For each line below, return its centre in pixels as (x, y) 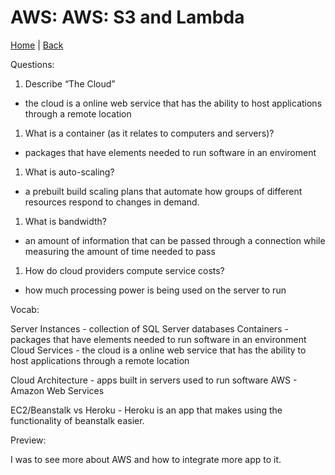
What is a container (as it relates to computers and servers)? (149, 133)
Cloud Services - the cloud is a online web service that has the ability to (158, 350)
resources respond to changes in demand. (112, 202)
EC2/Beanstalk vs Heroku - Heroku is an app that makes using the (146, 410)
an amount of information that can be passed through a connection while (175, 240)
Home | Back (37, 45)
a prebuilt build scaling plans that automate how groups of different (163, 191)
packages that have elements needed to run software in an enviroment (170, 152)
